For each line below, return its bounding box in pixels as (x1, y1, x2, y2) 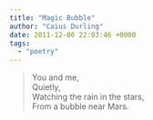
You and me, (31, 72, 79, 83)
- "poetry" (17, 47, 59, 56)
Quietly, (31, 82, 61, 93)
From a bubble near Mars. (31, 101, 129, 112)
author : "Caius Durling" (9, 22, 104, 31)
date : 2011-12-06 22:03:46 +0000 (9, 30, 137, 39)
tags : (9, 38, 30, 48)
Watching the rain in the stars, (31, 92, 145, 103)
